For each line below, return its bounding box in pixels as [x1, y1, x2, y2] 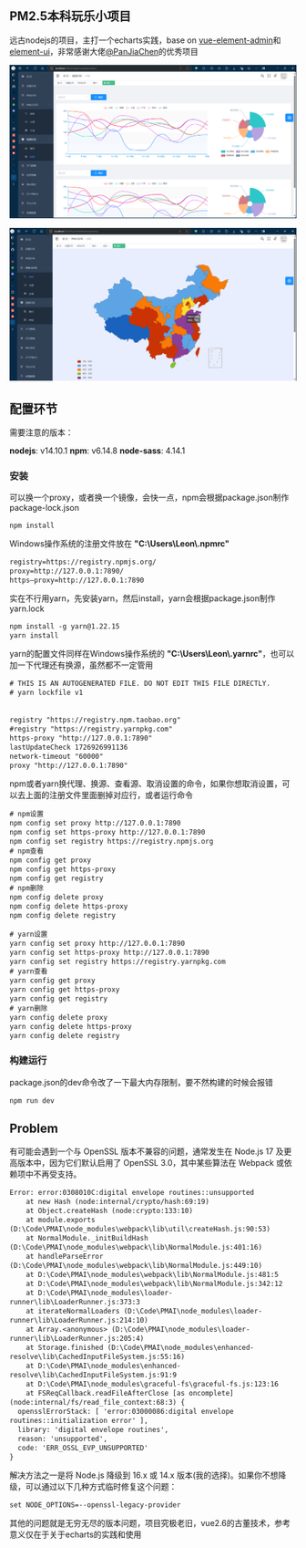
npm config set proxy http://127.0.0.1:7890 [9, 819, 181, 828]
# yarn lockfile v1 [9, 688, 84, 698]
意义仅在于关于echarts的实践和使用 [9, 1529, 142, 1540]
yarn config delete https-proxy [9, 1023, 132, 1032]
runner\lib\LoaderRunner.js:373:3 [9, 1298, 141, 1307]
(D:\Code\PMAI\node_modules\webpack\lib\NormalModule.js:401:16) [9, 1243, 262, 1252]
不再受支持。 [33, 1169, 82, 1179]
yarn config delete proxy [9, 1013, 107, 1023]
